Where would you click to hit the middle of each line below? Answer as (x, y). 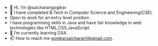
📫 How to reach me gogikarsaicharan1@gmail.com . (61, 38)
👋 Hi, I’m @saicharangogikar (38, 7)
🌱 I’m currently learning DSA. (39, 33)
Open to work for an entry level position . (51, 17)
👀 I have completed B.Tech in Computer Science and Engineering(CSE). (81, 12)
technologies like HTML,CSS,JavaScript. (50, 28)
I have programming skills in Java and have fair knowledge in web (76, 23)
